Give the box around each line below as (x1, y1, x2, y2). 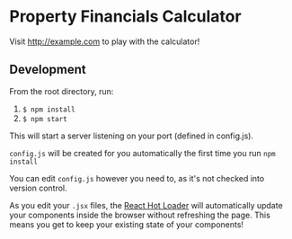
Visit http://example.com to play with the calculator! (9, 36, 200, 47)
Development (9, 62, 87, 77)
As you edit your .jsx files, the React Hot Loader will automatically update (9, 199, 283, 210)
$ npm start (22, 114, 67, 123)
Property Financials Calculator (9, 6, 242, 27)
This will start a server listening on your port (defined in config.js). (9, 130, 254, 141)
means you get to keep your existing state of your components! (9, 218, 244, 230)
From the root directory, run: (9, 85, 114, 96)
